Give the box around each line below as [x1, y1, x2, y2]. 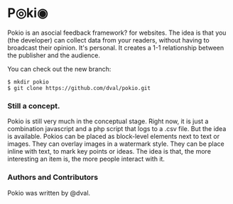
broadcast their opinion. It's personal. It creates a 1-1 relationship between [7, 43, 224, 52]
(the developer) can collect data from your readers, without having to [7, 35, 210, 44]
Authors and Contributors [7, 172, 98, 182]
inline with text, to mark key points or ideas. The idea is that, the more [7, 147, 212, 156]
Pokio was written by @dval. [7, 188, 91, 197]
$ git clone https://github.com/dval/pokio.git [7, 84, 151, 91]
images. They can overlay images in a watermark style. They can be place [7, 140, 225, 148]
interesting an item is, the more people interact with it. [7, 154, 166, 164]
